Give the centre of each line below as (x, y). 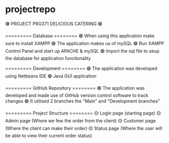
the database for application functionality (48, 58)
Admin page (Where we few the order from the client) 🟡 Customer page (80, 121)
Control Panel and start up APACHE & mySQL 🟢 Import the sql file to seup (82, 51)
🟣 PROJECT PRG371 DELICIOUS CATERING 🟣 (54, 23)
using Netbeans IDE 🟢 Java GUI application (51, 76)
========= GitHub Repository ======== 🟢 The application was (75, 88)
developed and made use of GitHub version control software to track (77, 95)
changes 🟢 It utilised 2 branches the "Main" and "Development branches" (83, 101)
